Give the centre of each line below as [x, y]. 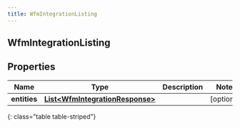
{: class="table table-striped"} [52, 116]
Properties [31, 67]
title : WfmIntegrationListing [52, 14]
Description [183, 87]
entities [24, 99]
